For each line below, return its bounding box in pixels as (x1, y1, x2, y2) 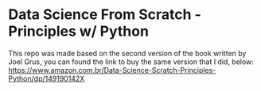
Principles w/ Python (8, 22, 150, 40)
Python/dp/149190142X (8, 74, 85, 83)
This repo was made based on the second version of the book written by (8, 48, 247, 58)
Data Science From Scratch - (8, 6, 201, 24)
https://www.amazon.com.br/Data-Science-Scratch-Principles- (8, 65, 216, 74)
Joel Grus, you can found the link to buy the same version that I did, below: (8, 57, 255, 66)
